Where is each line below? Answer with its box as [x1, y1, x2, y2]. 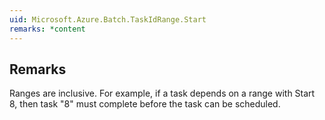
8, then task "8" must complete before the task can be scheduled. [9, 98, 281, 110]
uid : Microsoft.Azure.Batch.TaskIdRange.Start [9, 14, 207, 25]
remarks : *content [9, 24, 86, 34]
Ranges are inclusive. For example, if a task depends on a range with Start [9, 87, 316, 100]
